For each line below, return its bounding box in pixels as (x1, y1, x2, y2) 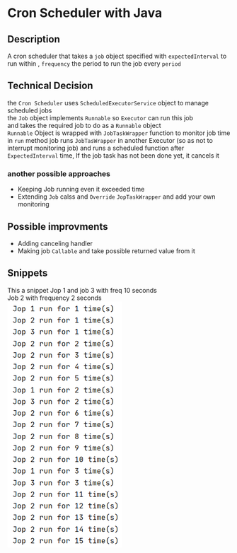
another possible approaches (7, 168, 111, 178)
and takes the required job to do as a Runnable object (7, 121, 161, 129)
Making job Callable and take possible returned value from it (17, 246, 196, 255)
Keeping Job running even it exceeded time (17, 185, 145, 194)
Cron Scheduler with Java (7, 5, 163, 21)
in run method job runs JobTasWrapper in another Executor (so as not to (7, 136, 214, 144)
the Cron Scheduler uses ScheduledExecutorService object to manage (7, 98, 209, 107)
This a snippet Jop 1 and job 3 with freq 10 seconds (7, 286, 157, 294)
